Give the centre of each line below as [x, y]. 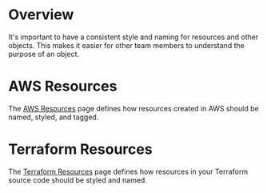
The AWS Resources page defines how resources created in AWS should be [133, 108]
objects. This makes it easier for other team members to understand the [127, 45]
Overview [41, 15]
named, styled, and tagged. [54, 117]
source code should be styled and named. [78, 180]
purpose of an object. [44, 54]
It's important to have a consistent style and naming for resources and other [133, 37]
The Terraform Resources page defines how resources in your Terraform [128, 171]
